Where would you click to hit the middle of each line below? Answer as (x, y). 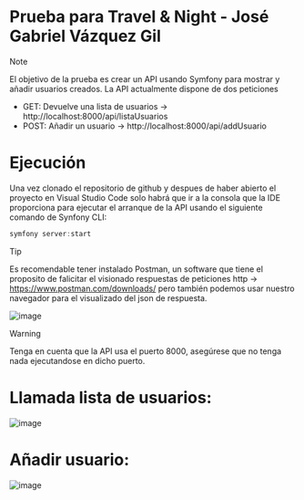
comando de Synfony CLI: (58, 217)
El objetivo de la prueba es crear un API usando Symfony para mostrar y (145, 78)
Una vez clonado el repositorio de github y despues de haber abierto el (143, 188)
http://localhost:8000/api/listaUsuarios (95, 116)
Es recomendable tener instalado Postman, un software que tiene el (137, 269)
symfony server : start (51, 234)
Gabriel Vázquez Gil (85, 36)
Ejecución (48, 163)
